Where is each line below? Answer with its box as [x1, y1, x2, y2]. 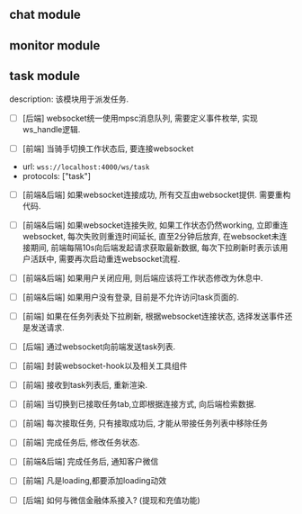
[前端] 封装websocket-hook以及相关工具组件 [22, 360, 188, 372]
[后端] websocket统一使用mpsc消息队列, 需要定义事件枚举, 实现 [22, 113, 258, 123]
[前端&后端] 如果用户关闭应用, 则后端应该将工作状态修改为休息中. [22, 272, 263, 283]
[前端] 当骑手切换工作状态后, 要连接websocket [22, 143, 194, 154]
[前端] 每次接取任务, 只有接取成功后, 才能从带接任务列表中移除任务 [22, 418, 268, 428]
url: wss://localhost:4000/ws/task [22, 161, 150, 172]
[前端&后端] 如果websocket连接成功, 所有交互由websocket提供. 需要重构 [22, 189, 291, 200]
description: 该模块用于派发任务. [9, 94, 129, 104]
